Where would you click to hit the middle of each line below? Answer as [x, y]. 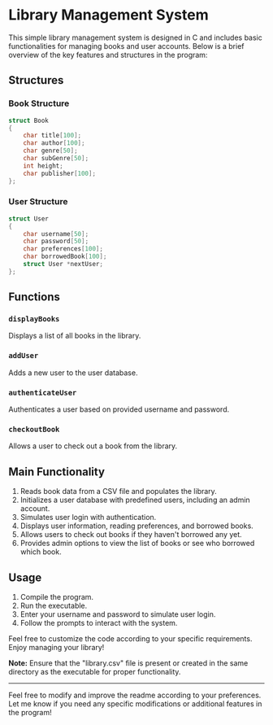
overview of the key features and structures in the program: [108, 55]
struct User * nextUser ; [63, 264]
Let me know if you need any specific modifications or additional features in [135, 704]
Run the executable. [54, 605]
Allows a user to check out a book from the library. [93, 446]
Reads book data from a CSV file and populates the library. [118, 491]
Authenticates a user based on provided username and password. [119, 409]
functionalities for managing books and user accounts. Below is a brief [127, 46]
